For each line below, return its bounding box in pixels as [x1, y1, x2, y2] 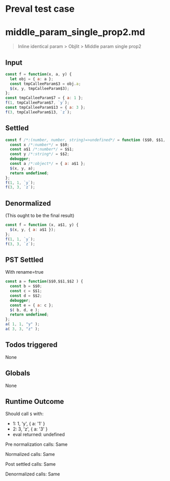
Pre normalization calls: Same [5, 441, 68, 447]
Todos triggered [5, 341, 58, 349]
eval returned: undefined [12, 431, 65, 438]
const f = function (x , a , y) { [5, 71, 72, 77]
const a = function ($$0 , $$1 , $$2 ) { [5, 279, 83, 284]
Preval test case [5, 3, 75, 15]
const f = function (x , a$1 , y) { [5, 223, 79, 228]
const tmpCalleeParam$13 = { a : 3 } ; [5, 105, 86, 110]
